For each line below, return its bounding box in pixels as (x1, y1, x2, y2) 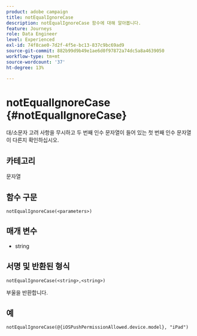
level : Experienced (6, 37, 55, 43)
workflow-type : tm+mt (6, 53, 60, 59)
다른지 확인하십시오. (12, 136, 59, 144)
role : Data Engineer (6, 31, 58, 37)
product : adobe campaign (6, 8, 68, 15)
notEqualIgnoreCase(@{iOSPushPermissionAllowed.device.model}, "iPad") (6, 325, 189, 331)
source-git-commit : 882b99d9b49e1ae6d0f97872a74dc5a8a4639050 (6, 48, 165, 54)
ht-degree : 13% (6, 64, 44, 71)
